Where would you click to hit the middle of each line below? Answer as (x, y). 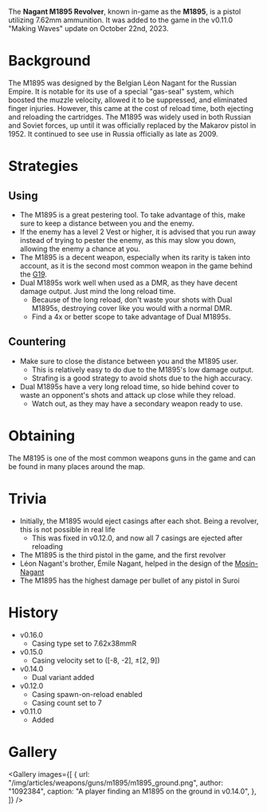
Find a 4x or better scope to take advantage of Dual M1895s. (131, 316)
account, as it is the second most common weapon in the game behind (136, 265)
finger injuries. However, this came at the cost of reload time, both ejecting (131, 108)
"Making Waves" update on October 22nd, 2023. (88, 28)
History (33, 613)
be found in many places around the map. (77, 466)
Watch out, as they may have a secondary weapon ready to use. (137, 404)
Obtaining (42, 436)
